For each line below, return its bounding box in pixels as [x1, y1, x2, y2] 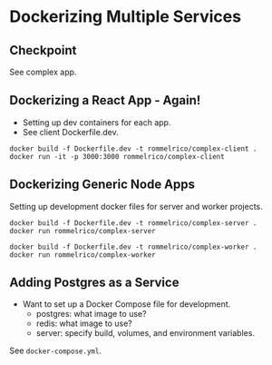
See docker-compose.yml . [9, 345, 102, 356]
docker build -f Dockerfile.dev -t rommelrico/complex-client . [9, 143, 257, 153]
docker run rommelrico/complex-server [9, 226, 156, 235]
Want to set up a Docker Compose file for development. [22, 299, 231, 310]
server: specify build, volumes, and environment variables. [35, 328, 256, 339]
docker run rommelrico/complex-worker [9, 250, 156, 260]
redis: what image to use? [35, 318, 133, 329]
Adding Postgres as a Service [9, 275, 180, 291]
